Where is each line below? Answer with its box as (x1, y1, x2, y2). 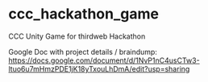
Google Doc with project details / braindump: (8, 47, 157, 56)
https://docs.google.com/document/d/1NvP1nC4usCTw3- (8, 55, 200, 65)
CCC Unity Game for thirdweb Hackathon (8, 31, 146, 41)
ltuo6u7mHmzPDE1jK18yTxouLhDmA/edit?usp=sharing (8, 64, 190, 73)
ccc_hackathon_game (8, 5, 160, 23)
